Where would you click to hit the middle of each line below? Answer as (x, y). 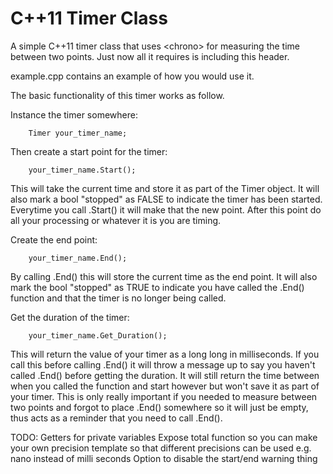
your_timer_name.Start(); (82, 170)
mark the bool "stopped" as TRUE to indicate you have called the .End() (157, 287)
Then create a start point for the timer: (89, 151)
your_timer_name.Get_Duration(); (98, 335)
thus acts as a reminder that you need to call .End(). (116, 418)
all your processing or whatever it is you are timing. (116, 220)
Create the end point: (54, 239)
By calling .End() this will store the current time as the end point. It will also (164, 276)
